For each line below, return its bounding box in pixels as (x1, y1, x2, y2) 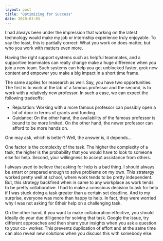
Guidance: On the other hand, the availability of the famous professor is (12, 115, 156, 121)
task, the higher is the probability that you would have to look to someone (5, 149, 152, 155)
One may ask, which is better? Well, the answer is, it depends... (5, 135, 132, 141)
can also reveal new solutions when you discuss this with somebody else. (5, 230, 153, 237)
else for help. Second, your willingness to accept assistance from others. (5, 155, 151, 161)
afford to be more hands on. (12, 125, 69, 131)
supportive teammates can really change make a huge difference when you (5, 60, 157, 66)
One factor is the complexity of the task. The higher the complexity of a (5, 144, 148, 150)
